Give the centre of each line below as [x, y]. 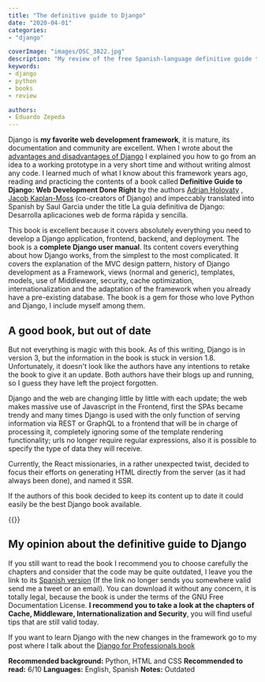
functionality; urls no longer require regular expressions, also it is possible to [132, 440]
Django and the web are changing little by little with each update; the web [128, 398]
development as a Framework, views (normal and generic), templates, [121, 272]
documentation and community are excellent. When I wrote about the [121, 148]
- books [21, 88]
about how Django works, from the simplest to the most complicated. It [123, 255]
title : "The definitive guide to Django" [77, 15]
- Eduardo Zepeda [37, 117]
